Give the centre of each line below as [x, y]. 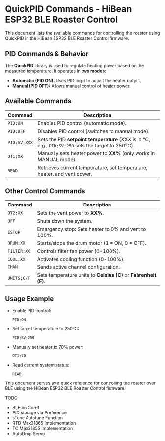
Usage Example [29, 299]
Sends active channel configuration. [79, 267]
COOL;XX [16, 259]
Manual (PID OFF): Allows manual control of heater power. [71, 86]
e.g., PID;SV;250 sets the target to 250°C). [86, 145]
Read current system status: [41, 365]
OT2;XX [15, 213]
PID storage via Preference [40, 413]
